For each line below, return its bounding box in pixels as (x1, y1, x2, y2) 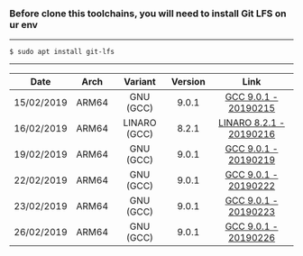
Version (170, 76, 206, 88)
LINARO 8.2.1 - (217, 116, 286, 129)
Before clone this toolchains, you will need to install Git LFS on (9, 7, 287, 20)
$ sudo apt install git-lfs (9, 48, 115, 57)
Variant (124, 76, 156, 88)
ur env (9, 18, 39, 31)
